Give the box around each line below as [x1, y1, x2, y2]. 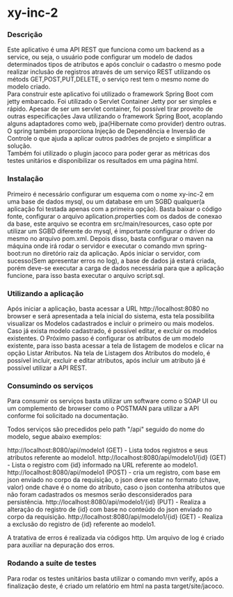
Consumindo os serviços [7, 381, 94, 391]
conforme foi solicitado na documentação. [7, 412, 129, 420]
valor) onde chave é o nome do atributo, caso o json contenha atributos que [7, 483, 225, 492]
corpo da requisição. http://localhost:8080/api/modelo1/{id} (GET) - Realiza [7, 513, 223, 521]
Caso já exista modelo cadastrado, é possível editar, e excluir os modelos [7, 327, 218, 335]
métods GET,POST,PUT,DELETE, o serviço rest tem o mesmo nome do [7, 75, 209, 84]
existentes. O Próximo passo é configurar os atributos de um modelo [7, 334, 204, 343]
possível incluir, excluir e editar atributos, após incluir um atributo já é [7, 357, 206, 365]
